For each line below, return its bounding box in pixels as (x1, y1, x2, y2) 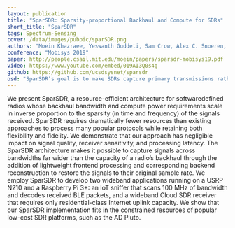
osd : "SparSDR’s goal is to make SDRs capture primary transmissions (7, 75, 215, 83)
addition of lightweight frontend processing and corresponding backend (7, 162, 215, 170)
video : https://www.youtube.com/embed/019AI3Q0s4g (7, 62, 158, 69)
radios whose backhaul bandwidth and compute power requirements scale (7, 102, 223, 111)
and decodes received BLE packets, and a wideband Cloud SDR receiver (7, 191, 217, 199)
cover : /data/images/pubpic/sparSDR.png (7, 36, 127, 43)
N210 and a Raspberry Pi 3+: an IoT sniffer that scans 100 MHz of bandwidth (7, 183, 229, 192)
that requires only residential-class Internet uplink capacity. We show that (7, 199, 220, 207)
